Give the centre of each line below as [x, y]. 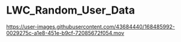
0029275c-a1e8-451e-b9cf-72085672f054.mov [65, 33]
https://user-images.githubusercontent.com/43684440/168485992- [91, 27]
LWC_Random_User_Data [71, 10]
